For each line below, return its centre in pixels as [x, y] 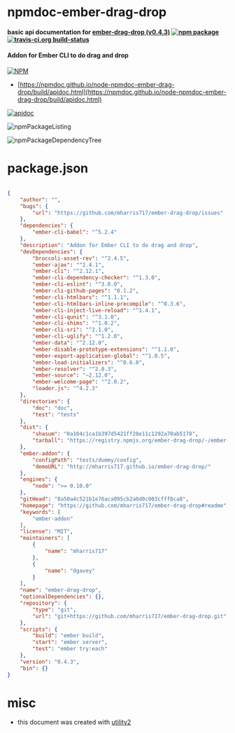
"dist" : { [34, 428]
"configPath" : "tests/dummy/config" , [87, 460]
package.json [48, 168]
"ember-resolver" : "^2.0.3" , [75, 369]
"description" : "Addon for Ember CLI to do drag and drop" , [109, 245]
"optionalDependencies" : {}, [62, 597]
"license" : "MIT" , [47, 532]
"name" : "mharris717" [76, 551]
